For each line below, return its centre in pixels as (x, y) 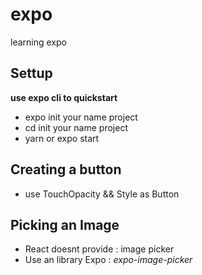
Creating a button (66, 169)
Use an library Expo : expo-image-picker (108, 260)
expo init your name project (81, 117)
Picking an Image (65, 224)
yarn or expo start (62, 138)
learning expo (38, 42)
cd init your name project (76, 127)
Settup (31, 73)
